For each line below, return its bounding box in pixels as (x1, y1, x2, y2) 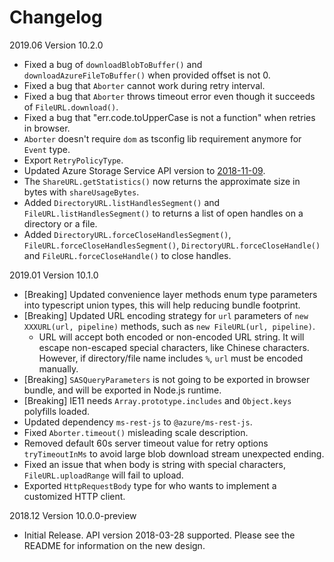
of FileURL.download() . (23, 101, 119, 113)
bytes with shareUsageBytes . (23, 186, 140, 198)
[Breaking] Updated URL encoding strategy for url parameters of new (23, 309, 309, 321)
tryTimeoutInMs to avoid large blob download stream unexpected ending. (23, 447, 325, 460)
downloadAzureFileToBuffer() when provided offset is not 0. (23, 69, 271, 81)
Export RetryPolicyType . (23, 154, 124, 166)
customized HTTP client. (23, 490, 126, 502)
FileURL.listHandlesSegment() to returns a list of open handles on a (23, 207, 304, 219)
